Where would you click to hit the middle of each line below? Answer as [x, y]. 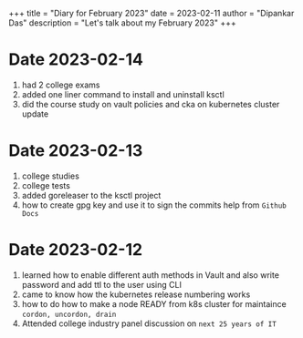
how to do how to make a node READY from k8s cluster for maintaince [154, 303]
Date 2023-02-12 [76, 250]
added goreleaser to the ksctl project [91, 195]
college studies [50, 176]
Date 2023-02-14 [76, 60]
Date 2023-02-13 [76, 151]
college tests [46, 185]
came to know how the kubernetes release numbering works [136, 294]
